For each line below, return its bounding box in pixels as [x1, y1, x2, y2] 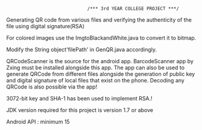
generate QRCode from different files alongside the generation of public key [6, 70, 195, 78]
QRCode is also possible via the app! [6, 83, 98, 90]
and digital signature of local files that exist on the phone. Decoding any [6, 77, 185, 84]
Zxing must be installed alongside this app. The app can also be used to [6, 64, 185, 71]
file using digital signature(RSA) [6, 23, 85, 29]
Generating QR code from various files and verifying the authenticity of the [6, 16, 192, 23]
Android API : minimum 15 [6, 118, 71, 125]
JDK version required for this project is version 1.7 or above [6, 107, 154, 114]
